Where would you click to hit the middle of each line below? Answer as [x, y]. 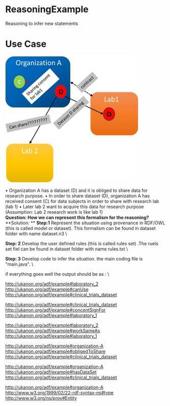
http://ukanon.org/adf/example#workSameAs [53, 330]
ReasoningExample [47, 9]
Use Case [26, 44]
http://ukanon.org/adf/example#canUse [47, 289]
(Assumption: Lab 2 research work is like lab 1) [54, 212]
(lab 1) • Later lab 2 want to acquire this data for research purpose [75, 207]
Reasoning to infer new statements [42, 23]
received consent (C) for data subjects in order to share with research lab [82, 201]
